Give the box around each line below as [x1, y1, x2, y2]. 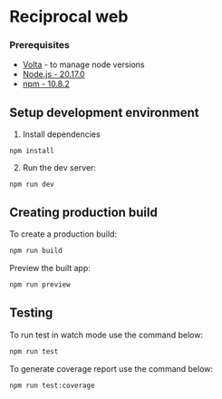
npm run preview [9, 279, 71, 289]
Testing [9, 306, 53, 321]
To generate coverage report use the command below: [9, 363, 214, 374]
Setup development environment [9, 104, 199, 120]
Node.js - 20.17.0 [22, 69, 85, 80]
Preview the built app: [9, 262, 91, 273]
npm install [9, 147, 54, 156]
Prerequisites [9, 39, 70, 52]
